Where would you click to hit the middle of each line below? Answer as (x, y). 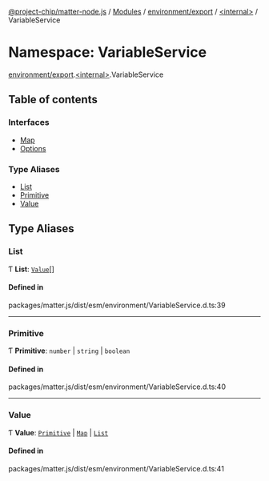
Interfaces (29, 122)
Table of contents (53, 100)
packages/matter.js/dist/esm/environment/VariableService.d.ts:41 (116, 468)
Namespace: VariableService (108, 52)
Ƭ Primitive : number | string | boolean (69, 351)
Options (33, 148)
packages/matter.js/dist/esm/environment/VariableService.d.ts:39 (117, 305)
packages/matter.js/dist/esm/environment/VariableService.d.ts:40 (117, 387)
